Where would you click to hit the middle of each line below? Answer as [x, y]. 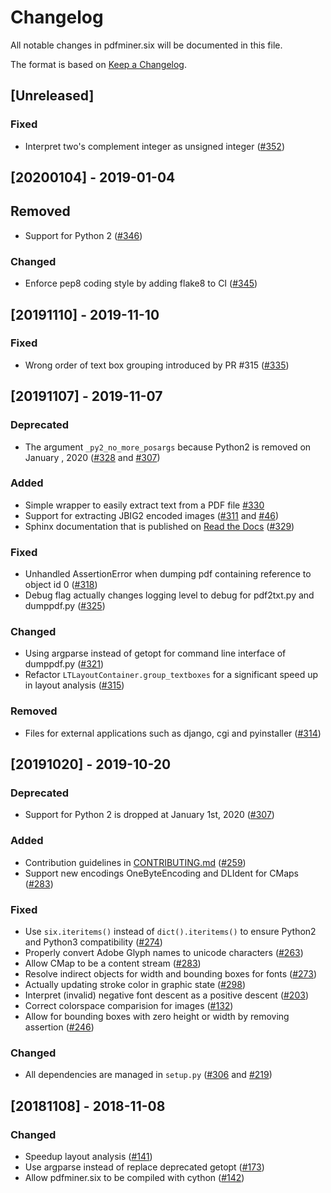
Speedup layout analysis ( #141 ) [88, 1156]
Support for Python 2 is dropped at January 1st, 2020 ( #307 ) [149, 815]
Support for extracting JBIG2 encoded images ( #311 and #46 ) [152, 515]
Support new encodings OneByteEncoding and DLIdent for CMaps [161, 873]
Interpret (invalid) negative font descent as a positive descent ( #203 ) [166, 995]
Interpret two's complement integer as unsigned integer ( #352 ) [154, 146]
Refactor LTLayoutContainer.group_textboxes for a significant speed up [171, 675]
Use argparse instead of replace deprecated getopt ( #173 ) [144, 1167]
